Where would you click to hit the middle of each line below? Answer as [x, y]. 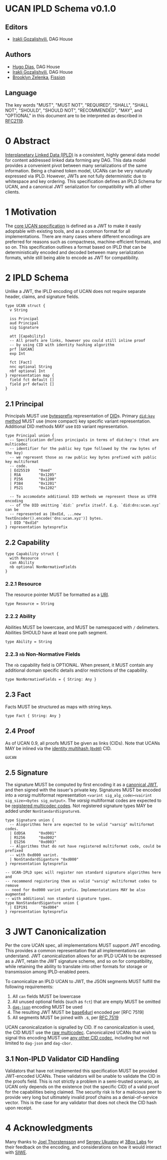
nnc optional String [31, 367]
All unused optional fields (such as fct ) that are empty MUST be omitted [86, 1002]
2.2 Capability [27, 542]
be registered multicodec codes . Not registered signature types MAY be [79, 806]
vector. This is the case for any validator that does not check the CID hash [81, 1103]
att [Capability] [28, 336]
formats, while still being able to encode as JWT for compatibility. [72, 258]
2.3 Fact [18, 695]
